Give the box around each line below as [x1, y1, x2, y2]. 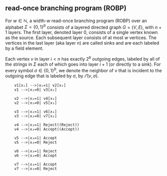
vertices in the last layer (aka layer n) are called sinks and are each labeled [5, 40, 159, 46]
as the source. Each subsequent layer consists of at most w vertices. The [5, 35, 157, 41]
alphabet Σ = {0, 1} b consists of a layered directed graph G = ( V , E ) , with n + [5, 23, 162, 30]
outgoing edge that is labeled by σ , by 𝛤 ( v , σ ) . [5, 73, 99, 79]
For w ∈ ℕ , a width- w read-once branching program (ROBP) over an [5, 18, 147, 24]
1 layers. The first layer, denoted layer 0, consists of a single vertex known [5, 30, 158, 36]
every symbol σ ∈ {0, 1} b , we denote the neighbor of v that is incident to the [5, 67, 162, 73]
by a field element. [5, 45, 44, 52]
